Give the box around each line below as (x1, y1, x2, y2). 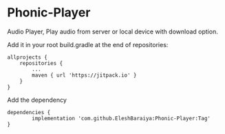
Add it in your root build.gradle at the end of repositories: (7, 40, 169, 49)
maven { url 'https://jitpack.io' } (32, 72, 137, 79)
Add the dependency (7, 96, 67, 104)
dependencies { (7, 109, 51, 116)
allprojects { (7, 53, 48, 61)
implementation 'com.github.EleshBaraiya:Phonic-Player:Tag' (32, 115, 211, 122)
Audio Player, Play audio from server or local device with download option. (7, 27, 218, 36)
